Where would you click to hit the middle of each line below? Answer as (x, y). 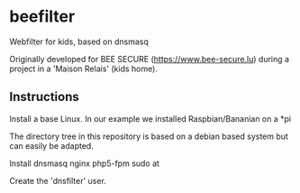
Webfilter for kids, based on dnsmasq (79, 41)
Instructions (44, 97)
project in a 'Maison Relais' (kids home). (83, 69)
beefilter (42, 17)
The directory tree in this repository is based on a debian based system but (149, 136)
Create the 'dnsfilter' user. (58, 180)
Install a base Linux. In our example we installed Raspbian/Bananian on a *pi (150, 118)
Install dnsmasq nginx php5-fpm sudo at (85, 163)
